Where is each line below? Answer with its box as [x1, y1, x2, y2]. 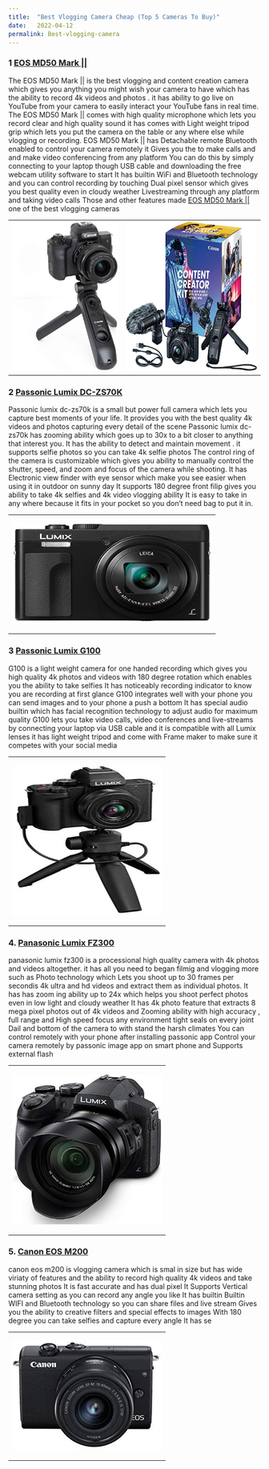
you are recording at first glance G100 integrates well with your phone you [8, 689, 253, 699]
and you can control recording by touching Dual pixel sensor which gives [8, 178, 249, 188]
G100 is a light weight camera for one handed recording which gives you [8, 663, 247, 673]
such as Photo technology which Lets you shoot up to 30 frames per [8, 973, 235, 982]
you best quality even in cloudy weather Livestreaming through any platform [8, 186, 260, 196]
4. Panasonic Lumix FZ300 [8, 936, 114, 948]
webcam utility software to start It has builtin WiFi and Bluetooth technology [8, 169, 259, 179]
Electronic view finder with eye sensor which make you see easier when [8, 473, 247, 483]
